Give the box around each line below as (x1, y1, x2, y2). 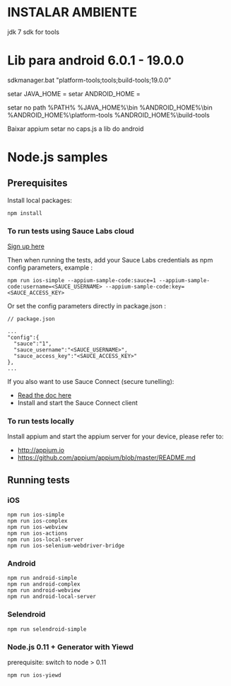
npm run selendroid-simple (7, 625, 87, 633)
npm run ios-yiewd (7, 672, 61, 679)
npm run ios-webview (7, 524, 69, 531)
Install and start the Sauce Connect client (17, 399, 138, 407)
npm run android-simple (7, 574, 78, 582)
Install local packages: (7, 196, 73, 204)
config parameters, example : (7, 263, 93, 272)
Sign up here (7, 242, 45, 251)
